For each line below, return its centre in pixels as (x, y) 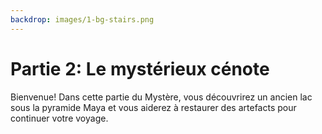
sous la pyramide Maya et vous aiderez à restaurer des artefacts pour (153, 107)
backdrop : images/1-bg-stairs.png (82, 19)
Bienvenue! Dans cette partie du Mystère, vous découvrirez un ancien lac (161, 97)
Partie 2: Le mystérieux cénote (140, 68)
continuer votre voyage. (59, 118)
